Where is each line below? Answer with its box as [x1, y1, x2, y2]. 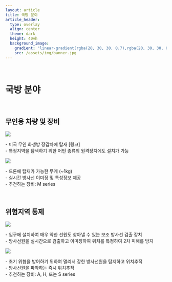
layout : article [5, 7, 40, 13]
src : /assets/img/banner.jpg [14, 50, 77, 55]
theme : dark [10, 31, 36, 36]
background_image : [10, 41, 50, 46]
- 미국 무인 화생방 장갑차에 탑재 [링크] [5, 141, 80, 147]
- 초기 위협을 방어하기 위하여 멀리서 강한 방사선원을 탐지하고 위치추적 [5, 258, 143, 265]
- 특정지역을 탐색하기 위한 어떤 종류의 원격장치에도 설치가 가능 [5, 148, 129, 154]
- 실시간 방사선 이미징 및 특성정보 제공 [5, 175, 81, 181]
